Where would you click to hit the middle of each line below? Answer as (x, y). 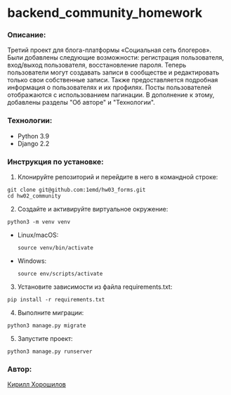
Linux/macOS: (38, 235)
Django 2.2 (33, 143)
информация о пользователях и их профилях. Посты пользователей (110, 88)
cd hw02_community (34, 196)
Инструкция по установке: (55, 162)
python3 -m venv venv (39, 222)
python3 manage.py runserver (50, 352)
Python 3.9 (33, 136)
